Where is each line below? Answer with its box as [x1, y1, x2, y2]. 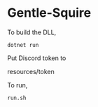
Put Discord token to [7, 54, 66, 62]
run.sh [7, 94, 27, 101]
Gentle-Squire [7, 5, 92, 21]
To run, [7, 80, 28, 89]
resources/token [7, 67, 55, 76]
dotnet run [7, 41, 39, 48]
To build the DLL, [7, 28, 57, 36]
